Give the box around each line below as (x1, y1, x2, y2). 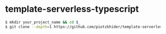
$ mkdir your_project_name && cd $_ (5, 20, 81, 25)
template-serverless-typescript (5, 3, 139, 15)
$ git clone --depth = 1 (5, 24, 52, 29)
